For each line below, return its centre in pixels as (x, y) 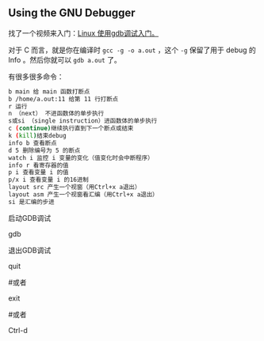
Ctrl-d (18, 330)
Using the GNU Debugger (72, 13)
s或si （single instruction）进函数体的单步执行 (83, 121)
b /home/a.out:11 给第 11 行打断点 (63, 99)
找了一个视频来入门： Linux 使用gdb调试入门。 (84, 33)
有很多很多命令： (36, 76)
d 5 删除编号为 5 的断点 (44, 150)
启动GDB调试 (30, 218)
